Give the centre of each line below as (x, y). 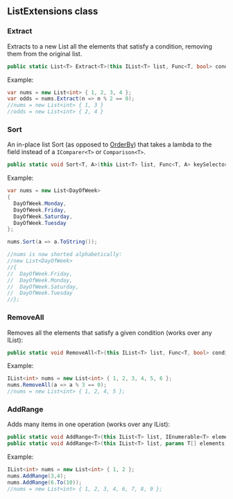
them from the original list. (45, 53)
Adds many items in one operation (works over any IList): (89, 424)
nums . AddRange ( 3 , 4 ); (37, 476)
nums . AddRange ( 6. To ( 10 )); (44, 482)
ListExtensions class (53, 11)
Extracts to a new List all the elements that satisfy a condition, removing (110, 46)
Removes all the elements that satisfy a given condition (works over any (110, 332)
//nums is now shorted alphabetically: (65, 255)
